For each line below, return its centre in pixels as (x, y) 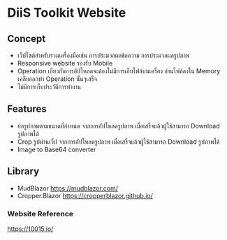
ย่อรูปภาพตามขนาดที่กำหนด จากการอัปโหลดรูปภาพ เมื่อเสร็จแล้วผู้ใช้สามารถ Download (118, 126)
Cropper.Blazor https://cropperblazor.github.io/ (85, 195)
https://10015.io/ (30, 229)
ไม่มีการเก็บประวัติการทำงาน (49, 87)
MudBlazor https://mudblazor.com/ (68, 188)
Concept (27, 39)
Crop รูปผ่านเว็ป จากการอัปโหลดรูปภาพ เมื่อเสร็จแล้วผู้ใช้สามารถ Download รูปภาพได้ (118, 142)
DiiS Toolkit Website (67, 13)
